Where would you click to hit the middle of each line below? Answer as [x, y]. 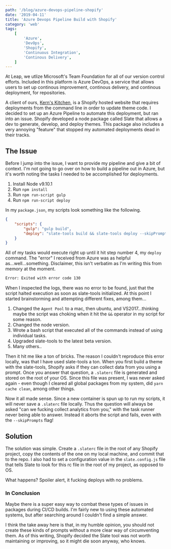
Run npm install [30, 189]
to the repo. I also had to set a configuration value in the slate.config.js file [85, 459]
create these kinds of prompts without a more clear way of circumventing [82, 530]
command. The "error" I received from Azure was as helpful [68, 258]
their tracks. [18, 135]
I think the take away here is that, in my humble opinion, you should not [80, 525]
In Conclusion [23, 493]
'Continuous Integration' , [52, 52]
